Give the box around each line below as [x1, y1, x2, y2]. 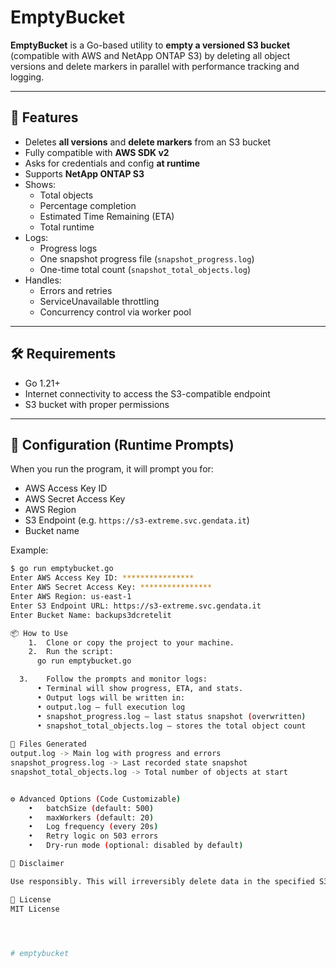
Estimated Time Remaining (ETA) [39, 210, 175, 222]
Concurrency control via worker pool [39, 306, 192, 318]
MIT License [10, 904, 60, 914]
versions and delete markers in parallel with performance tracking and [10, 60, 300, 72]
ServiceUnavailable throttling [39, 295, 160, 307]
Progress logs [39, 242, 98, 254]
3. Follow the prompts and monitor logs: [19, 674, 208, 685]
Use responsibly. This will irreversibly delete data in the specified [10, 876, 315, 886]
